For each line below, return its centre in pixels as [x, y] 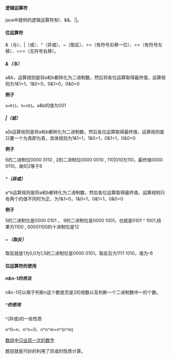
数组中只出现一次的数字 [30, 340]
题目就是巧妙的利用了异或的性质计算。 [45, 351]
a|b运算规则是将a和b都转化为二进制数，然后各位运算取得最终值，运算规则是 [85, 132]
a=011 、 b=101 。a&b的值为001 [36, 106]
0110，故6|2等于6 [24, 166]
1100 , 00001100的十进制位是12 [47, 227]
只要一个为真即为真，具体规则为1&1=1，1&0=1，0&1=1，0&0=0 [70, 138]
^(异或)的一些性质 [24, 318]
